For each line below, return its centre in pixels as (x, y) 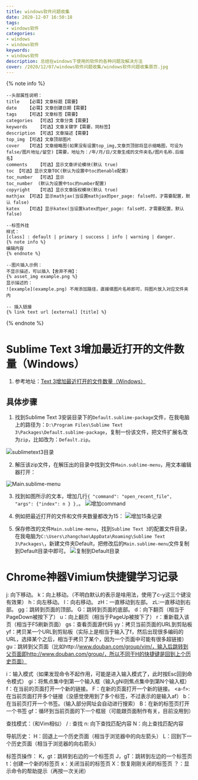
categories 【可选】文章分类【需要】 (48, 121)
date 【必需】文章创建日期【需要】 (48, 108)
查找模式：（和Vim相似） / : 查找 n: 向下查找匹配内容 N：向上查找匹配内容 (95, 724)
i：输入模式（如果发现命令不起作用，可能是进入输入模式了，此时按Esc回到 (97, 674)
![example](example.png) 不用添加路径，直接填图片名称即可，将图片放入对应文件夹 (97, 289)
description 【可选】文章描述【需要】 (48, 133)
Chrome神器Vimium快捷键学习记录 (92, 577)
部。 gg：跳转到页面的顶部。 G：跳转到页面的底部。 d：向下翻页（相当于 (95, 610)
